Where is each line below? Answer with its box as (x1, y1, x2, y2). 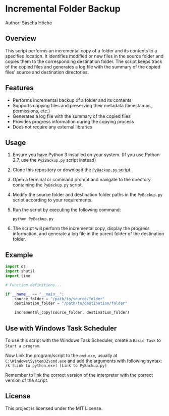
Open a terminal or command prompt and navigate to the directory (12, 177, 151, 183)
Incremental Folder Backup (5, 3, 121, 15)
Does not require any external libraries (12, 124, 92, 130)
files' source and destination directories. (5, 69, 89, 75)
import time (5, 273, 30, 279)
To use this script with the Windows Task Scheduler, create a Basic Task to (5, 337, 161, 343)
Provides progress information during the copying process (12, 118, 134, 124)
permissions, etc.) (12, 108, 50, 114)
